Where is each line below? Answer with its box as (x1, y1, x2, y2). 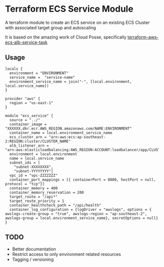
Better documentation (12, 246, 56, 252)
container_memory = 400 (9, 186, 58, 191)
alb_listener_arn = (9, 143, 49, 148)
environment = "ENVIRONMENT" (9, 71, 69, 76)
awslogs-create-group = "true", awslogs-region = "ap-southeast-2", (5, 211, 147, 216)
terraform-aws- (127, 34, 159, 40)
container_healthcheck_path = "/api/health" (9, 203, 102, 208)
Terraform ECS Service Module (5, 3, 133, 15)
